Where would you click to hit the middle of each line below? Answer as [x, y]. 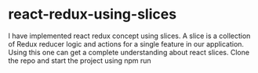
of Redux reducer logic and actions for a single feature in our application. [126, 43]
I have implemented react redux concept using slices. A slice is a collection [129, 36]
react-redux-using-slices [93, 14]
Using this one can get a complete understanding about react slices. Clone [129, 52]
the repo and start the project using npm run [80, 61]
